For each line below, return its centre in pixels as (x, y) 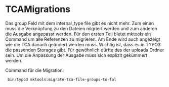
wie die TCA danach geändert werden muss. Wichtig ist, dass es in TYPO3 (83, 44)
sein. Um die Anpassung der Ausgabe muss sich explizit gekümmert (76, 55)
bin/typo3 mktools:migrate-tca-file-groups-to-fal (62, 79)
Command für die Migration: (35, 70)
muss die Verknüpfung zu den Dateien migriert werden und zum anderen (81, 28)
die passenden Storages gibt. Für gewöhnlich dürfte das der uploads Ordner (85, 50)
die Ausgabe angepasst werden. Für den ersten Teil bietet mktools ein (78, 34)
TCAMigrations (38, 9)
